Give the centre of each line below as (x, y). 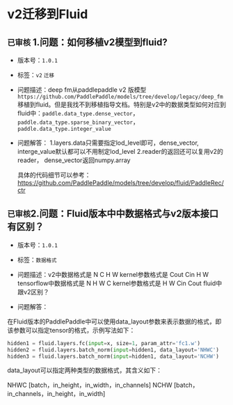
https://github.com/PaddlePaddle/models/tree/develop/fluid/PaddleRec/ (120, 183)
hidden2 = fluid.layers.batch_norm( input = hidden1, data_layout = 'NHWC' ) (113, 350)
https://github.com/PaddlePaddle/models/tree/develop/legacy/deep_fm (120, 97)
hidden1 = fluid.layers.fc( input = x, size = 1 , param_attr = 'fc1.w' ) (104, 343)
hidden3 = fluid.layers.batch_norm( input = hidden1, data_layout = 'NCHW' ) (113, 356)
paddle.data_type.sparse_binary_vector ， (78, 122)
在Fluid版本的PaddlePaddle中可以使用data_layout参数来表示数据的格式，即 (114, 321)
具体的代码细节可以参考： (54, 175)
